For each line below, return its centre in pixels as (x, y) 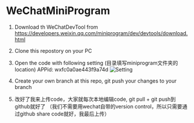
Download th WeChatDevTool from (56, 27)
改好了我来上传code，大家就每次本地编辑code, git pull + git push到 (95, 99)
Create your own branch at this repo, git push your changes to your (96, 81)
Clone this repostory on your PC (53, 50)
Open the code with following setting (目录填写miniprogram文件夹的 (96, 63)
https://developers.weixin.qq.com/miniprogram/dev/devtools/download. (101, 33)
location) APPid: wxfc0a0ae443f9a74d (61, 69)
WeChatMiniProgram (58, 11)
